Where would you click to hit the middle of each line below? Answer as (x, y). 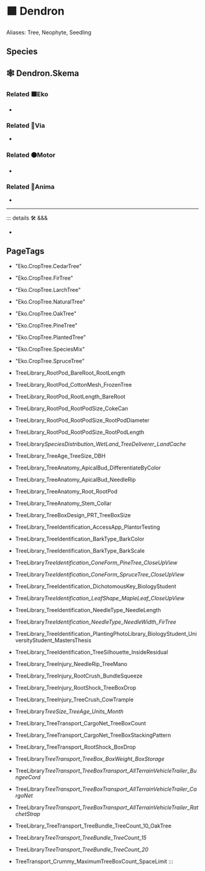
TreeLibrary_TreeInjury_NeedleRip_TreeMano (71, 664)
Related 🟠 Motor (31, 155)
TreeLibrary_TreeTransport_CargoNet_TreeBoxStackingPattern (93, 735)
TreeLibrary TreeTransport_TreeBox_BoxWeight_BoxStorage (90, 758)
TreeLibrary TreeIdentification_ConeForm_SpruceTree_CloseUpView (100, 574)
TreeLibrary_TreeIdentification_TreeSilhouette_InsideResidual (92, 652)
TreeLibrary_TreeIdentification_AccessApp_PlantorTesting (88, 527)
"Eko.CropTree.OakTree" (46, 313)
